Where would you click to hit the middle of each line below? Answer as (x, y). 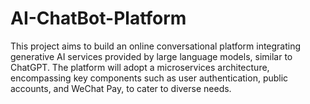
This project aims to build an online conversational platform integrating (156, 46)
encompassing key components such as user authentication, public (149, 78)
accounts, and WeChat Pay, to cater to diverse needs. (121, 88)
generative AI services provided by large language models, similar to (151, 56)
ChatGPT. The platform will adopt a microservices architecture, (140, 67)
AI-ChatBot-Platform (98, 18)
